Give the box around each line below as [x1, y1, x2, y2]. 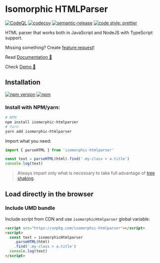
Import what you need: [5, 138, 52, 144]
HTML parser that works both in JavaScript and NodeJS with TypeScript [5, 29, 153, 35]
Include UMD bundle [5, 205, 55, 212]
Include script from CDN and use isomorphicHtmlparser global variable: [5, 216, 150, 222]
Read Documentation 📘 [5, 54, 53, 60]
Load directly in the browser [5, 190, 94, 198]
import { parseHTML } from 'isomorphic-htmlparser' [5, 148, 114, 153]
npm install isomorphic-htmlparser [5, 119, 79, 125]
